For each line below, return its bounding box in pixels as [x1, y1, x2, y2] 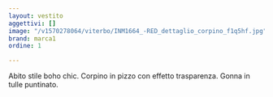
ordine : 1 [8, 42, 42, 50]
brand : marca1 [8, 34, 57, 43]
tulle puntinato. [8, 80, 58, 90]
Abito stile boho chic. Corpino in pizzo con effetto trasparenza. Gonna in [8, 71, 250, 81]
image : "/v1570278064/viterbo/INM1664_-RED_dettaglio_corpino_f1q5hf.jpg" [8, 27, 267, 35]
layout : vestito [8, 11, 63, 20]
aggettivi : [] [8, 19, 57, 27]
